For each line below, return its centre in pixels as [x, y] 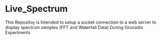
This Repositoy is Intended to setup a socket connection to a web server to [81, 22]
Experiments [18, 32]
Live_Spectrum [36, 9]
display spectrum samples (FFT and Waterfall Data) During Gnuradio [74, 27]
